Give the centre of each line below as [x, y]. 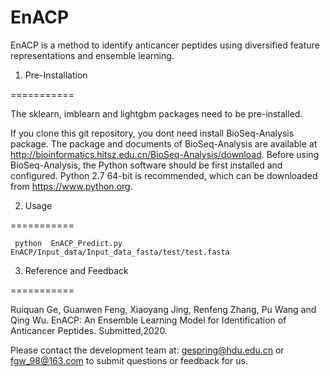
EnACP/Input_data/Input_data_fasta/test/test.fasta [120, 252]
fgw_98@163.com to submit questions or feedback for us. [129, 360]
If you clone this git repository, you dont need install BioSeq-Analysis [152, 133]
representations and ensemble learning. [92, 55]
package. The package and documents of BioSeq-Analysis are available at [164, 143]
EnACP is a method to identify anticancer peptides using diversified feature [165, 45]
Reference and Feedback [76, 270]
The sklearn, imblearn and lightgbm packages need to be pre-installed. [156, 113]
